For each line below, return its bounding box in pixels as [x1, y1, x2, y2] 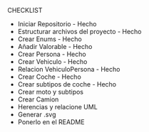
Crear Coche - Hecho [17, 72, 82, 81]
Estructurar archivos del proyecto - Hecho [17, 28, 142, 35]
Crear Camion [17, 95, 59, 104]
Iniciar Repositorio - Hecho [17, 20, 97, 28]
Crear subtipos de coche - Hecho [17, 80, 116, 88]
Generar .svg [17, 110, 56, 119]
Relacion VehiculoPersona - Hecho [17, 65, 120, 73]
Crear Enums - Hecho [17, 35, 82, 43]
